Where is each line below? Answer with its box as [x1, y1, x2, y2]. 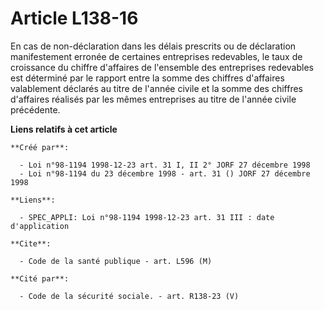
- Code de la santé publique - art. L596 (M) [19, 256, 213, 266]
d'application [10, 221, 70, 231]
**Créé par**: [10, 142, 70, 152]
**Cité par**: [10, 273, 70, 284]
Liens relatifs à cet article [10, 123, 118, 135]
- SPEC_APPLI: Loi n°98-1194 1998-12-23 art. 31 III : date [19, 212, 275, 222]
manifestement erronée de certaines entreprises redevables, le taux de [10, 50, 303, 62]
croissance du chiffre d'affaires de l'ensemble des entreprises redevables [10, 61, 314, 73]
